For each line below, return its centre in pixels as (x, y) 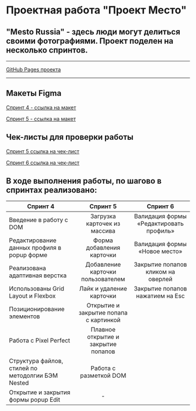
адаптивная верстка (38, 275)
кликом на (160, 272)
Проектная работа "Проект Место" (96, 10)
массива (103, 231)
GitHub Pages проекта (34, 70)
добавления (103, 248)
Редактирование (33, 240)
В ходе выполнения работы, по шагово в (84, 181)
